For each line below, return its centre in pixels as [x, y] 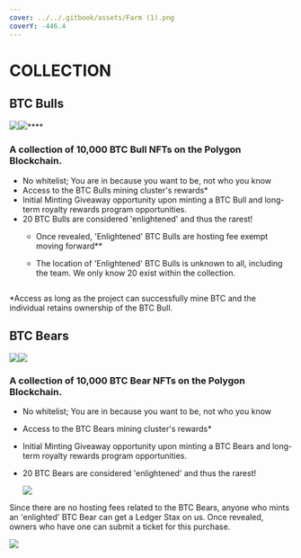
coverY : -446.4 [38, 26]
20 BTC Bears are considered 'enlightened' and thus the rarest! [139, 472]
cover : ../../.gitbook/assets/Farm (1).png [92, 18]
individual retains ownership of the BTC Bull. [91, 308]
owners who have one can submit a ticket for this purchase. [120, 526]
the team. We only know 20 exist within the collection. [136, 273]
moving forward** [69, 246]
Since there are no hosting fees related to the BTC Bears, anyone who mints [150, 507]
